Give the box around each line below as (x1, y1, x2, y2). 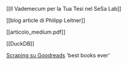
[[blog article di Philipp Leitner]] (6, 17, 86, 23)
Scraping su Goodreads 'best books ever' (6, 52, 110, 59)
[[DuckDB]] (6, 40, 34, 47)
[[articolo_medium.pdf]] (6, 28, 66, 36)
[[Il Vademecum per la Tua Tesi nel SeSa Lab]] (6, 5, 122, 12)
